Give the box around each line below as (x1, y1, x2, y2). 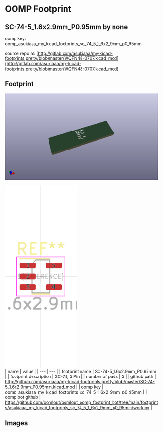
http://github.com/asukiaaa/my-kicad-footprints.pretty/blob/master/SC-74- (5, 379, 155, 385)
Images (5, 419, 28, 427)
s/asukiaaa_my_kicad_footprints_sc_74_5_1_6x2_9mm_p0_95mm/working (5, 405, 150, 411)
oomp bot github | (5, 394, 41, 400)
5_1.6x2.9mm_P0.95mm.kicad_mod (5, 384, 75, 390)
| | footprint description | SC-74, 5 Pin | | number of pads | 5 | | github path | (5, 374, 156, 379)
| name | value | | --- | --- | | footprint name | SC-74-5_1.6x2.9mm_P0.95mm (5, 369, 157, 375)
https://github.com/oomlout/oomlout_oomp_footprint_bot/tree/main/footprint (5, 399, 158, 405)
